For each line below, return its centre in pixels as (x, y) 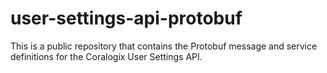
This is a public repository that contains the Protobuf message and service (164, 46)
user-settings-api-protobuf (126, 18)
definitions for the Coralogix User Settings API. (106, 56)
